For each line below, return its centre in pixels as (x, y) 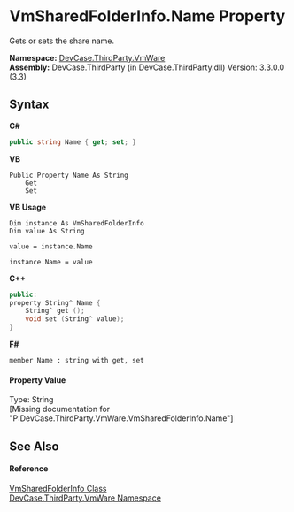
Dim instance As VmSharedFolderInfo (77, 223)
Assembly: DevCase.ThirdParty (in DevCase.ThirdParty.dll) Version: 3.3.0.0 (147, 67)
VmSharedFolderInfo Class (58, 488)
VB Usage (28, 207)
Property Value (38, 380)
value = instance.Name (51, 246)
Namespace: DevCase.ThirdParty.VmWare (87, 57)
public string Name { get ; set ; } (73, 142)
